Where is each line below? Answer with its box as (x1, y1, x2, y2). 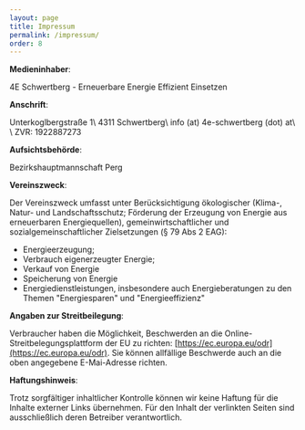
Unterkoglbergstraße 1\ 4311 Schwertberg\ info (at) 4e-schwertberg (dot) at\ (9, 117, 296, 128)
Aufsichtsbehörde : (9, 144, 82, 155)
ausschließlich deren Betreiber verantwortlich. (9, 412, 183, 423)
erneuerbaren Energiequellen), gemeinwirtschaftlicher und (9, 216, 229, 228)
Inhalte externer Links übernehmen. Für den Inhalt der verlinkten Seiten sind (9, 403, 295, 414)
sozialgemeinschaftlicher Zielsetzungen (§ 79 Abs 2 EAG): (9, 226, 228, 237)
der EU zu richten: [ (104, 338, 178, 349)
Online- (224, 328, 253, 339)
